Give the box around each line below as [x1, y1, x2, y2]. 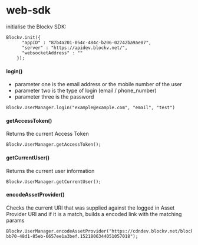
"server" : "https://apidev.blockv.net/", [21, 45, 128, 51]
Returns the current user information [6, 167, 95, 174]
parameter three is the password [14, 93, 94, 100]
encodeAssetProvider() [6, 191, 65, 198]
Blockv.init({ [6, 34, 41, 40]
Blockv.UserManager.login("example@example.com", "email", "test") [6, 104, 176, 111]
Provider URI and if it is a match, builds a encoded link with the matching [6, 210, 182, 217]
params [6, 217, 25, 224]
